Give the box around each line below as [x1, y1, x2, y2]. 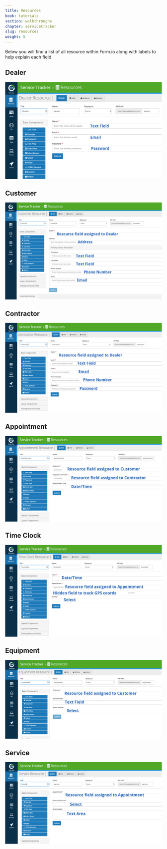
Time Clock [5, 532, 41, 540]
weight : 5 [5, 34, 26, 39]
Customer [5, 189, 37, 197]
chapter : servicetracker [5, 24, 57, 29]
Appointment [5, 422, 47, 431]
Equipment [5, 646, 40, 655]
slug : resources [5, 29, 39, 34]
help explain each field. [5, 54, 53, 60]
